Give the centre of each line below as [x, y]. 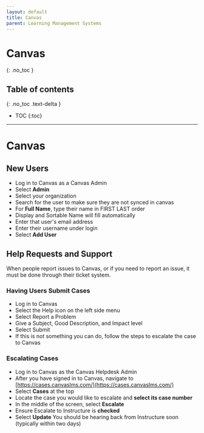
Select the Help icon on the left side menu [67, 310]
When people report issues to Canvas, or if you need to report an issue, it [98, 268]
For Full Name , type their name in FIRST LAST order [80, 209]
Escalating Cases [32, 358]
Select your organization [46, 196]
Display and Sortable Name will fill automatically [75, 215]
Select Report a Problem [46, 317]
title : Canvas [24, 18]
